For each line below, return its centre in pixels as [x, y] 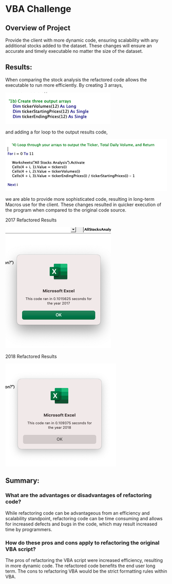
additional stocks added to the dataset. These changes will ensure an [79, 46]
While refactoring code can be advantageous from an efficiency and [78, 513]
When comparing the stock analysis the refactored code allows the [76, 80]
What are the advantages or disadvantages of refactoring [79, 495]
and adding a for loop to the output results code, [56, 132]
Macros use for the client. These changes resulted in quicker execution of [83, 204]
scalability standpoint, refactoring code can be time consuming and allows [84, 518]
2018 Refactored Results [31, 356]
